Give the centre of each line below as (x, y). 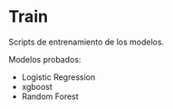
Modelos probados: (45, 59)
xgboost (37, 86)
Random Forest (50, 96)
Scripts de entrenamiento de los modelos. (86, 42)
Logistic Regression (58, 77)
